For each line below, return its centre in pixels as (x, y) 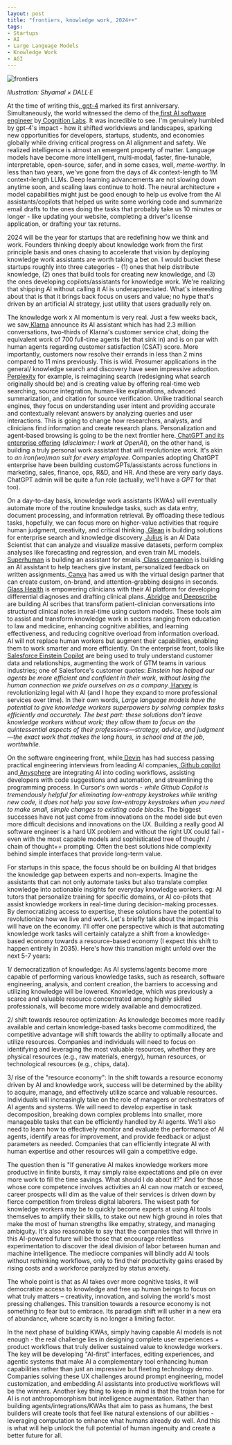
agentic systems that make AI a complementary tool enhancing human (108, 1361)
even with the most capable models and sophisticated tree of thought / (108, 839)
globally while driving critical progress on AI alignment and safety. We (107, 142)
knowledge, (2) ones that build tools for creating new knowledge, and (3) (111, 274)
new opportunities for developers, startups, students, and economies (106, 135)
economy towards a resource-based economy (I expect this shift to (123, 941)
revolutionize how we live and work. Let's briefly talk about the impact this (113, 919)
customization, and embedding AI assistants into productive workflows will (114, 1383)
